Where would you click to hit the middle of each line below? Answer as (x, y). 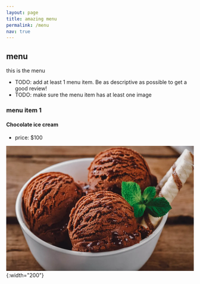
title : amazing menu (32, 19)
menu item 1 (24, 110)
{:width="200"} (25, 275)
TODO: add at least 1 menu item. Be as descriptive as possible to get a (101, 82)
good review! (31, 89)
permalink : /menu (28, 25)
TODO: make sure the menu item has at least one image (83, 95)
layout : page (22, 13)
